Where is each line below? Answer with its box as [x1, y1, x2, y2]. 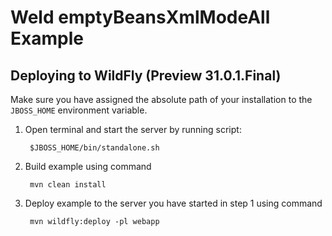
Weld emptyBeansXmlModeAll [10, 6, 271, 29]
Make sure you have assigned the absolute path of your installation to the [10, 94, 313, 105]
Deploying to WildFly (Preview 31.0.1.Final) [10, 67, 282, 84]
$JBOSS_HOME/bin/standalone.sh [29, 143, 160, 153]
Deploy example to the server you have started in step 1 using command [24, 197, 323, 209]
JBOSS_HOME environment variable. [10, 104, 148, 116]
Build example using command [24, 161, 152, 172]
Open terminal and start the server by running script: [24, 124, 242, 135]
